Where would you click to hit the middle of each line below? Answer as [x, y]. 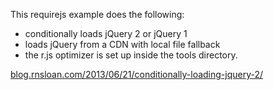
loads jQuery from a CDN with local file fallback [122, 44]
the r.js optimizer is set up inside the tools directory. [131, 55]
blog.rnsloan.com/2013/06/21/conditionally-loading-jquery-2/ [137, 74]
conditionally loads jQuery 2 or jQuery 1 [106, 33]
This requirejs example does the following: [97, 14]
